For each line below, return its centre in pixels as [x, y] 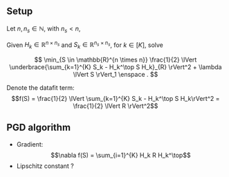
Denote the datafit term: [40, 88]
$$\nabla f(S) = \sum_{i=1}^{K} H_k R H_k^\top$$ [121, 155]
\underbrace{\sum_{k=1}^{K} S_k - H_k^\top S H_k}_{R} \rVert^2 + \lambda [116, 67]
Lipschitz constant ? [45, 166]
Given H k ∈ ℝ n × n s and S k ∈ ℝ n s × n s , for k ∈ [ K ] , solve [85, 45]
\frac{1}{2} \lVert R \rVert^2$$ [116, 106]
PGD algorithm [38, 128]
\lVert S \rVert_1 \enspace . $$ [116, 75]
